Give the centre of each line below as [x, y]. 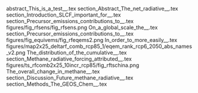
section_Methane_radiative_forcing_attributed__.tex [69, 59]
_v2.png [16, 52]
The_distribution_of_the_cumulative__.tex [77, 52]
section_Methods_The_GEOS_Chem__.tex [57, 84]
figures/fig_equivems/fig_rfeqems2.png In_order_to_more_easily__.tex [92, 40]
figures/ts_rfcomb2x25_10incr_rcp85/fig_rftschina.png [73, 65]
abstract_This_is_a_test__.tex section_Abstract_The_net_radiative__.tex [92, 9]
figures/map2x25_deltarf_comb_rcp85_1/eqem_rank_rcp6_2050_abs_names [99, 46]
